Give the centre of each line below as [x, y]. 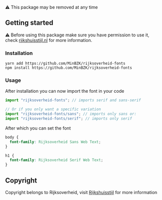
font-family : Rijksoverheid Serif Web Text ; [56, 160]
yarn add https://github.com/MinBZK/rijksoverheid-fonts [65, 64]
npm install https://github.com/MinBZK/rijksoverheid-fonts [69, 68]
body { [12, 137]
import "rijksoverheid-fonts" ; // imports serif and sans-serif [73, 100]
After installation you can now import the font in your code [65, 91]
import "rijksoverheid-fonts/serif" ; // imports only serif [69, 119]
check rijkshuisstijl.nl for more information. [49, 40]
